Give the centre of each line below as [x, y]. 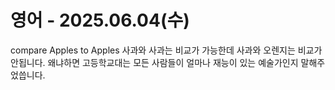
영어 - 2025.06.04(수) [100, 20]
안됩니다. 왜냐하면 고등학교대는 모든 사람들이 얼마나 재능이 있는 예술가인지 [154, 62]
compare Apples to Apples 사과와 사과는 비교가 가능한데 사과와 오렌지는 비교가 [166, 50]
